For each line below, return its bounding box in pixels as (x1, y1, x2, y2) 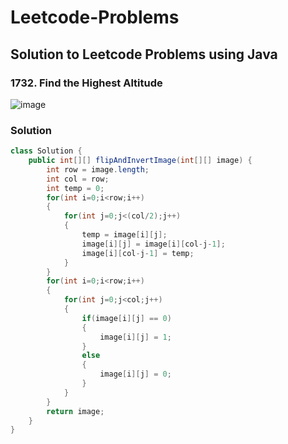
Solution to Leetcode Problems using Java (10, 46, 278, 63)
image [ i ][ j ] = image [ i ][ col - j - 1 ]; (81, 239, 226, 249)
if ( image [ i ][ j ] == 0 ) (81, 313, 172, 323)
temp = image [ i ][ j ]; (81, 230, 168, 240)
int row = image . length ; (46, 164, 150, 175)
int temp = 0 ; (46, 183, 105, 193)
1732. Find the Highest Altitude (10, 76, 163, 90)
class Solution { (10, 146, 83, 156)
